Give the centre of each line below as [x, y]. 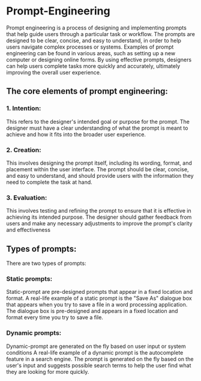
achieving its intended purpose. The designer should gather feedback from [99, 217]
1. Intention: [24, 108]
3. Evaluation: [27, 198]
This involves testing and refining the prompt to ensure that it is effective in [99, 211]
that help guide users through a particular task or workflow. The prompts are [100, 34]
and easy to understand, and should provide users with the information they [100, 175]
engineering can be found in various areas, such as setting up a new [91, 53]
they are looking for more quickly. [48, 371]
